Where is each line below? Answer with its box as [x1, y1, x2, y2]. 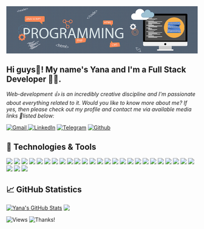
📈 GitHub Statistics [6, 184, 82, 194]
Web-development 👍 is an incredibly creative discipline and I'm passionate [6, 91, 196, 98]
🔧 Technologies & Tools [6, 141, 97, 152]
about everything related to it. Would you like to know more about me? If [6, 99, 188, 107]
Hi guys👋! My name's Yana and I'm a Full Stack [6, 64, 186, 75]
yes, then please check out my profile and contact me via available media [6, 106, 192, 113]
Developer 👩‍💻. [6, 74, 62, 84]
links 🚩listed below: [6, 112, 55, 119]
